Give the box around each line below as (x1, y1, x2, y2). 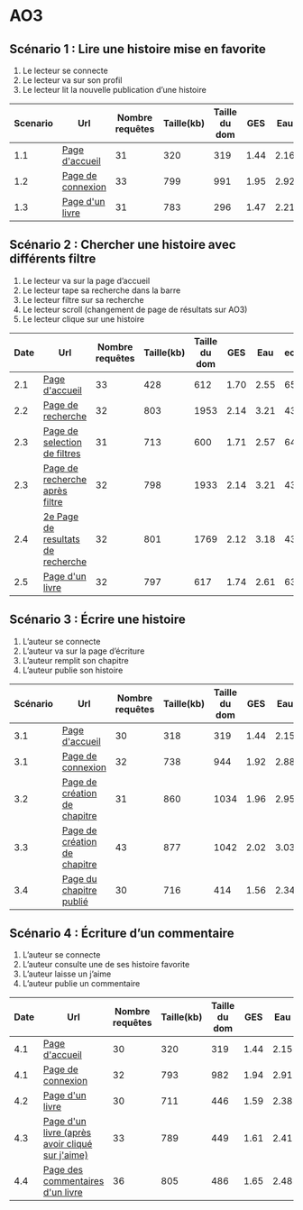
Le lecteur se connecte (22, 65, 108, 76)
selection (43, 435, 83, 448)
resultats (43, 533, 80, 545)
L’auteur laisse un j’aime (22, 968, 112, 979)
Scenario (14, 117, 54, 129)
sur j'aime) (43, 1149, 88, 1161)
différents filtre (9, 252, 96, 267)
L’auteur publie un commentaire (22, 978, 141, 989)
